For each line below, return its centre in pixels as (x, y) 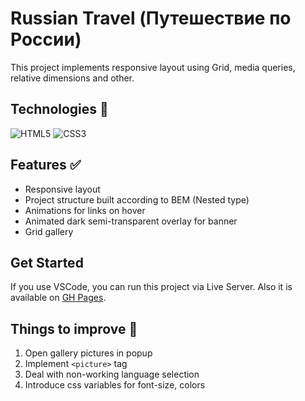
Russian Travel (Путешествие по (151, 18)
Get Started (47, 262)
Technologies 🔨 (59, 109)
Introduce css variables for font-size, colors (115, 385)
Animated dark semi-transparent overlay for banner (131, 221)
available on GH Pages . (58, 298)
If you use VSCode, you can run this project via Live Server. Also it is (151, 287)
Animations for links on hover (85, 210)
